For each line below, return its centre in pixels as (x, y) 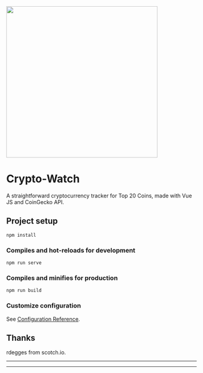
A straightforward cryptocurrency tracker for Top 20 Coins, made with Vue (99, 196)
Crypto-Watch (43, 179)
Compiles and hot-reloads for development (71, 250)
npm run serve (24, 263)
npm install (21, 235)
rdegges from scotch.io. (36, 352)
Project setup (32, 221)
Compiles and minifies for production (62, 278)
